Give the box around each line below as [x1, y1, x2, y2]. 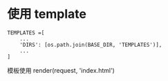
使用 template [7, 6, 86, 22]
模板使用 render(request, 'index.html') [7, 66, 115, 74]
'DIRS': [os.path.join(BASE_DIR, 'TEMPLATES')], [19, 41, 162, 48]
